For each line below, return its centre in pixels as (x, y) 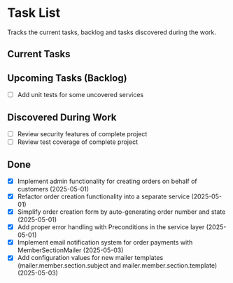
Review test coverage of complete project (78, 142)
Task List (34, 13)
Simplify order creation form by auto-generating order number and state (121, 212)
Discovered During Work (62, 117)
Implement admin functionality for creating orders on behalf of (107, 181)
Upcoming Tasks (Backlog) (67, 78)
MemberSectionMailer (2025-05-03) (70, 250)
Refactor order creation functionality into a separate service (104, 196)
